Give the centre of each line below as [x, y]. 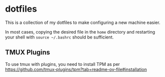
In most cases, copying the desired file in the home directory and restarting [80, 32]
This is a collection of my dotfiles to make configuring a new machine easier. [83, 22]
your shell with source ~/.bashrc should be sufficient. [60, 37]
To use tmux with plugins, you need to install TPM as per [63, 64]
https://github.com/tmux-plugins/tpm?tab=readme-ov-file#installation [76, 69]
